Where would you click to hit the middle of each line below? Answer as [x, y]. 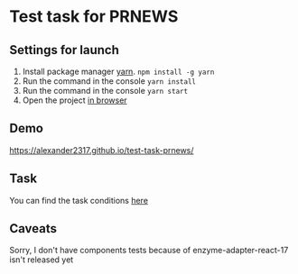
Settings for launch [64, 50]
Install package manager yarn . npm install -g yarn [118, 71]
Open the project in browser [75, 100]
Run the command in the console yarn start [105, 91]
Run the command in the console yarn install [109, 81]
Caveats [33, 228]
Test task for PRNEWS [94, 17]
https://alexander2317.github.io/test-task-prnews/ [102, 150]
